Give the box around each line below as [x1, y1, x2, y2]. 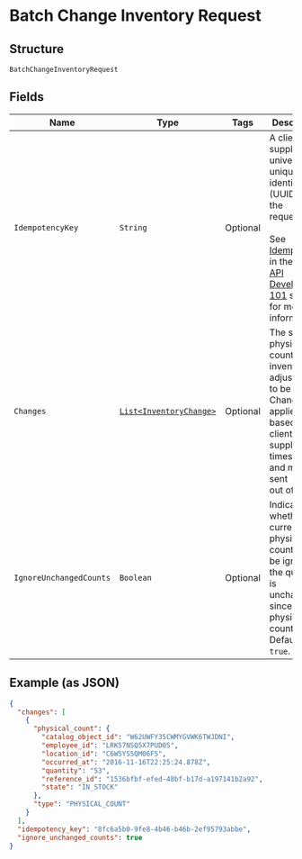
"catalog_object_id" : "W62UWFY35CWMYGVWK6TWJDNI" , [41, 733, 235, 742]
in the [269, 255, 294, 267]
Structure [9, 41, 65, 57]
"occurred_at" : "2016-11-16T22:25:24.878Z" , [41, 757, 211, 766]
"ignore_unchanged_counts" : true [17, 833, 143, 842]
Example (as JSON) [9, 675, 120, 691]
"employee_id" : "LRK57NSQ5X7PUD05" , [41, 741, 179, 750]
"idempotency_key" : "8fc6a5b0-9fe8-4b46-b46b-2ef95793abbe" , [17, 825, 252, 834]
